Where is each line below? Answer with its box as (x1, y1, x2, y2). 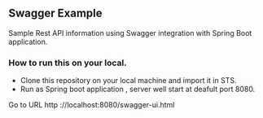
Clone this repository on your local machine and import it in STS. (20, 76, 237, 85)
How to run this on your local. (8, 57, 128, 68)
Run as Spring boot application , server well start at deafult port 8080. (20, 85, 256, 94)
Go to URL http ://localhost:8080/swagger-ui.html (8, 100, 175, 110)
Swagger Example (8, 7, 103, 20)
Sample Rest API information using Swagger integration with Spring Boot (8, 28, 252, 37)
